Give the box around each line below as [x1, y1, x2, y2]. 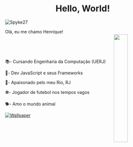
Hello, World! [55, 3, 110, 14]
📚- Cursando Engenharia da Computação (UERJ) [5, 59, 106, 64]
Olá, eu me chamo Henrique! [5, 29, 64, 34]
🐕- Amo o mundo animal [5, 101, 56, 107]
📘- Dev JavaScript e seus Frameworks [5, 70, 83, 76]
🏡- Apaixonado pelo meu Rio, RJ [5, 79, 71, 85]
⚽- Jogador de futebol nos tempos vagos [5, 89, 90, 95]
